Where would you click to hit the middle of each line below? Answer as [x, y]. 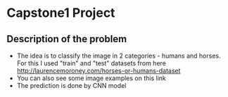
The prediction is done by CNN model [71, 85]
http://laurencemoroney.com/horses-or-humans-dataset [99, 71]
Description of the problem [67, 39]
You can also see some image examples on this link [91, 78]
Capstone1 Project [61, 13]
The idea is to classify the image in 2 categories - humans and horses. [119, 56]
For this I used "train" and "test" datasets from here [91, 63]
